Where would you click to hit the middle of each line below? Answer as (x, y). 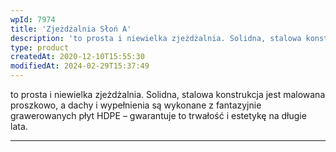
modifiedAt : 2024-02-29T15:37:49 (80, 66)
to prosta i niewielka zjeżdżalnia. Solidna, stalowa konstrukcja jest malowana (168, 94)
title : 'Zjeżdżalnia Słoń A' (71, 29)
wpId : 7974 (33, 19)
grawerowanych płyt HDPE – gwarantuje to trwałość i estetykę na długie (158, 115)
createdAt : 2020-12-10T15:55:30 (77, 57)
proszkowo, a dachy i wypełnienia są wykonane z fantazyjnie (136, 105)
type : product (40, 47)
